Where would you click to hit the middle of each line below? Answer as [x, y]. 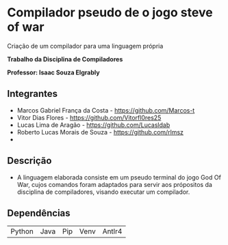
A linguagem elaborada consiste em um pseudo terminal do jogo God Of [119, 177]
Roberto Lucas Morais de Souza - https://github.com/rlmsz [100, 132]
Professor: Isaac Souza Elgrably [54, 72]
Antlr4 [112, 231]
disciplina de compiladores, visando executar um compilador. [103, 192]
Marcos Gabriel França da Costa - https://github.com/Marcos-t [106, 110]
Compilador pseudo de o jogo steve [110, 13]
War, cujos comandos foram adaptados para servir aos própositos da [114, 184]
